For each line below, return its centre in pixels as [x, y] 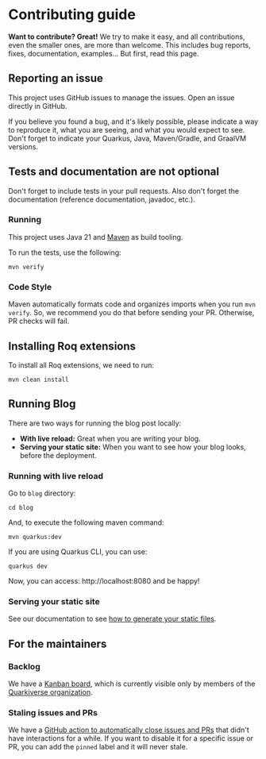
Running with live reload [56, 476]
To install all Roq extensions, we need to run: [81, 365]
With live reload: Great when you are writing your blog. [110, 438]
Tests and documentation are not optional [114, 172]
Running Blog [42, 404]
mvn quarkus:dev [35, 537]
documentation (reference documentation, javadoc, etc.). [102, 199]
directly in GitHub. [38, 106]
